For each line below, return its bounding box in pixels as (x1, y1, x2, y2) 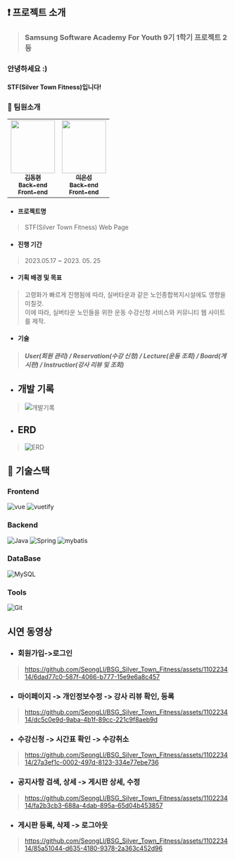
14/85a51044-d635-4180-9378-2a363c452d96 (24, 844, 163, 852)
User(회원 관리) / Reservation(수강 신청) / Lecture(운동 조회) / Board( (24, 351, 221, 360)
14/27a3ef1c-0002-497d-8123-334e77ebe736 (24, 758, 160, 767)
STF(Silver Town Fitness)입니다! (7, 83, 102, 91)
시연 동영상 (7, 626, 53, 638)
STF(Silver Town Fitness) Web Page (24, 223, 129, 231)
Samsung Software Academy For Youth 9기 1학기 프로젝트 (24, 32, 222, 42)
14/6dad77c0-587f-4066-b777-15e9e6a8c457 (24, 672, 160, 681)
